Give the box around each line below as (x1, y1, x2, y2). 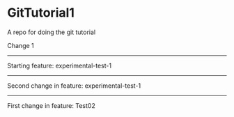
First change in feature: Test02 (7, 101, 95, 109)
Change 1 (7, 41, 35, 49)
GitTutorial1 (7, 5, 75, 21)
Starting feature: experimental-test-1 (7, 61, 112, 70)
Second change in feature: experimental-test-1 (7, 81, 141, 90)
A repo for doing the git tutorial (7, 28, 96, 36)
